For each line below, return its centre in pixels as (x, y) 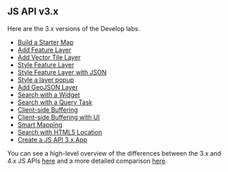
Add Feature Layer (44, 49)
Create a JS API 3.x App (52, 140)
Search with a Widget (49, 94)
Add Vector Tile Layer (49, 57)
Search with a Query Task (55, 102)
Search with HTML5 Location (60, 132)
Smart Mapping (40, 124)
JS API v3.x (33, 12)
